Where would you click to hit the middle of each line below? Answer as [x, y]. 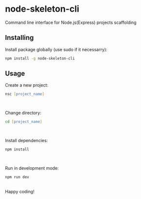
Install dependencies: [26, 141]
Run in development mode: [32, 168]
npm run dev [17, 177]
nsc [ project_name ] [25, 94]
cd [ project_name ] [24, 122]
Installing [19, 38]
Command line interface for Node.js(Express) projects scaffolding [71, 22]
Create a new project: [27, 85]
